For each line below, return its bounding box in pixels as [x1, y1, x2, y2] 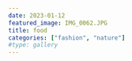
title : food [8, 26, 47, 34]
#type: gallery [8, 41, 58, 49]
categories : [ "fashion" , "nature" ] [8, 33, 126, 42]
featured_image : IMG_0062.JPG [8, 19, 108, 27]
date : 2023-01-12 [8, 11, 66, 20]
